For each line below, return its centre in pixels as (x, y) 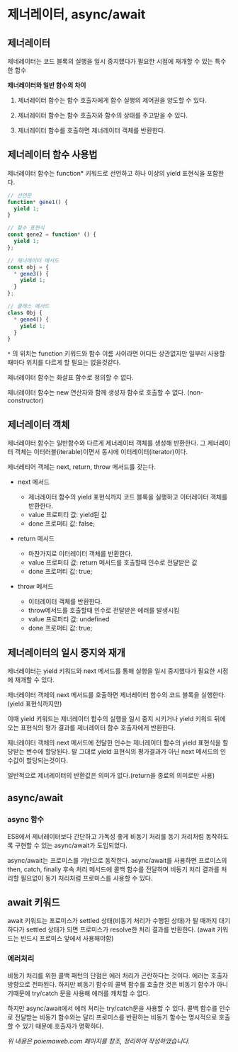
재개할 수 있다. (35, 679)
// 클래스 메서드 (28, 306)
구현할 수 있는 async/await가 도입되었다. (71, 845)
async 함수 (26, 820)
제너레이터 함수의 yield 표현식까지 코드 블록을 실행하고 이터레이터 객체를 (128, 497)
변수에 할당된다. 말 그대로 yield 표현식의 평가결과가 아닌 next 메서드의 (122, 751)
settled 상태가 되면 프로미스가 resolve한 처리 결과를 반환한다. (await (121, 929)
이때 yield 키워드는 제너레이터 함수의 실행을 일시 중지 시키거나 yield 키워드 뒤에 (117, 718)
